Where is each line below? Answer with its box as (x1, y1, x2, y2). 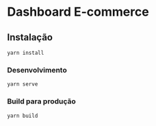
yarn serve (7, 81, 38, 88)
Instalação (7, 32, 53, 43)
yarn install (7, 49, 44, 56)
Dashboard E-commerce (7, 4, 149, 20)
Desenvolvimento (7, 65, 67, 75)
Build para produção (7, 97, 77, 106)
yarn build (7, 112, 38, 119)
